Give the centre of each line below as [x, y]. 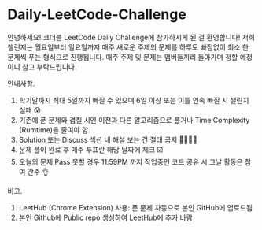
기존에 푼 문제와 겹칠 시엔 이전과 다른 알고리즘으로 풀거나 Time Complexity [134, 120]
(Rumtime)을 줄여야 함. [55, 130]
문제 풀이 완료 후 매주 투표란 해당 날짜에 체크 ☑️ [90, 149]
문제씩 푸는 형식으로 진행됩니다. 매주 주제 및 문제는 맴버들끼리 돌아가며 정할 [123, 57]
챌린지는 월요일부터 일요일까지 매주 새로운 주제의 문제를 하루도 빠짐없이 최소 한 [128, 47]
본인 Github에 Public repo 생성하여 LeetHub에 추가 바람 [106, 217]
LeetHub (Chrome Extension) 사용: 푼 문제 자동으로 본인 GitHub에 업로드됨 [136, 207]
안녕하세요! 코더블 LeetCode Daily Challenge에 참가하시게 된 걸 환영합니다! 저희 [131, 37]
